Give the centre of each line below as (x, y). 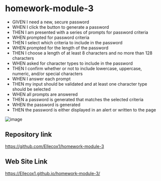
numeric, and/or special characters (47, 73)
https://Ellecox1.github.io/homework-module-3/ (53, 173)
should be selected (31, 89)
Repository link (29, 135)
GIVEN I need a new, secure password (50, 22)
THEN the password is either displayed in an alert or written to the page (84, 109)
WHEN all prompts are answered (45, 94)
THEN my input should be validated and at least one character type (80, 84)
